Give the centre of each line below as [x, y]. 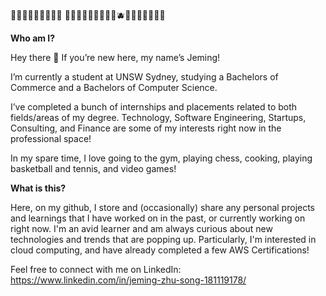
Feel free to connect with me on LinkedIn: [96, 269]
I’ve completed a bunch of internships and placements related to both [154, 107]
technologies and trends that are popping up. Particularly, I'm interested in [163, 239]
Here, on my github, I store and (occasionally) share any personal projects [163, 207]
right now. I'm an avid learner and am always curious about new [141, 228]
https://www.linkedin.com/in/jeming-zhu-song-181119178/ [128, 280]
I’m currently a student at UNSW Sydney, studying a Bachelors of [144, 77]
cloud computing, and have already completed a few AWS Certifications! [160, 250]
